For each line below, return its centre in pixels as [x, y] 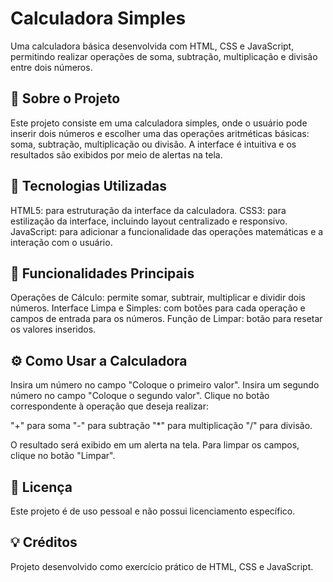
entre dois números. [51, 67]
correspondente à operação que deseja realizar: [109, 406]
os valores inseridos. [53, 329]
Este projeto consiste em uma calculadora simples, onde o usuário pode [159, 123]
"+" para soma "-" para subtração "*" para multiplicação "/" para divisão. [161, 426]
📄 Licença [41, 487]
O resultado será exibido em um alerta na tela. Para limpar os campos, [155, 445]
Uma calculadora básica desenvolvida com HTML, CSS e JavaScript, [152, 46]
